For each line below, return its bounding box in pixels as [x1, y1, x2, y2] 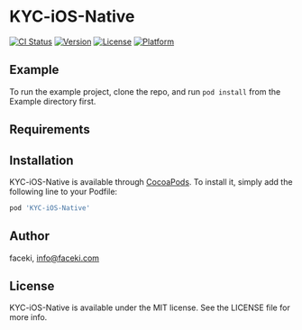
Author [9, 228, 50, 244]
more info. [9, 312, 48, 323]
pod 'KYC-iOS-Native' [9, 203, 91, 213]
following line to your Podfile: [9, 186, 118, 197]
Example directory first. [9, 96, 96, 106]
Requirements [9, 122, 90, 137]
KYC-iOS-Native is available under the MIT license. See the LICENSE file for [9, 302, 290, 313]
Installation [9, 152, 74, 168]
